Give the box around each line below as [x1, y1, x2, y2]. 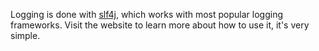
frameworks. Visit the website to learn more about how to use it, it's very [10, 19, 310, 31]
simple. [10, 30, 41, 41]
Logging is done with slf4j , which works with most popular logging [10, 9, 284, 20]
